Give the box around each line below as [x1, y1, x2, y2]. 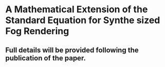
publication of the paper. [5, 54, 86, 62]
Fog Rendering [5, 26, 69, 37]
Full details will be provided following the [5, 46, 139, 54]
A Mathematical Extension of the [5, 4, 148, 15]
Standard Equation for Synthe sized [5, 14, 160, 26]
